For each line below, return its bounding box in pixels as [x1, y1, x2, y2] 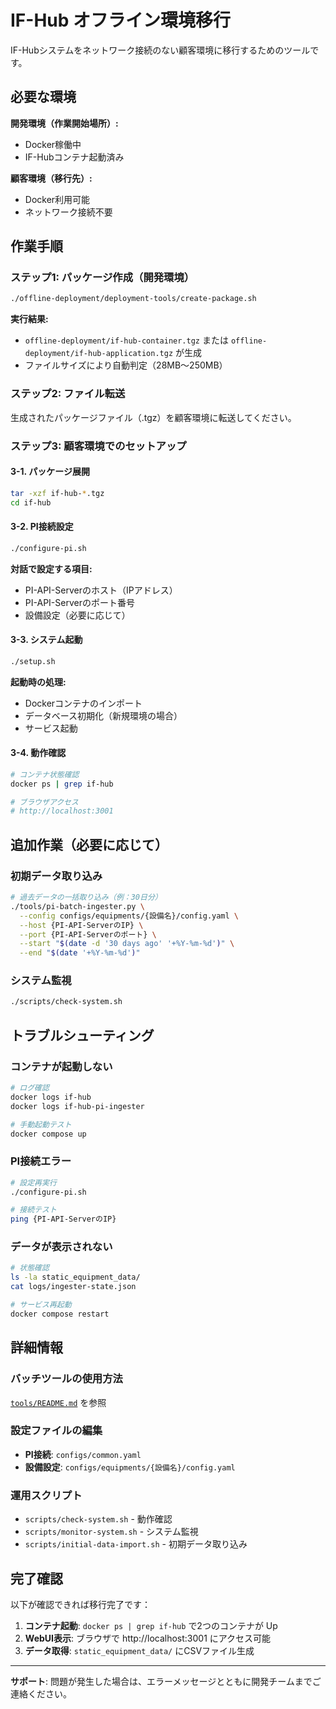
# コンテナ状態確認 [10, 769, 80, 780]
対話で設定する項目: [10, 562, 93, 575]
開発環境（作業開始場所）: [10, 117, 119, 129]
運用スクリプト [10, 1488, 83, 1502]
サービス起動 [24, 722, 78, 734]
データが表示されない [10, 1240, 113, 1254]
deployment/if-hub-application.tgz [24, 349, 174, 359]
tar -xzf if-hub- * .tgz [10, 488, 105, 498]
